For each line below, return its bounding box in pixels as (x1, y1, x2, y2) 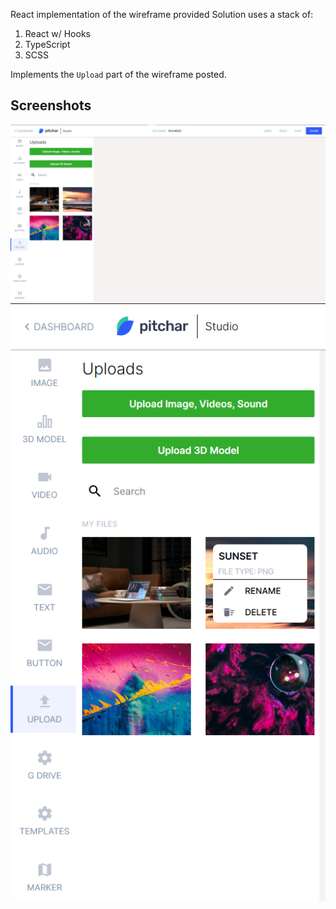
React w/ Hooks (24, 28, 91, 39)
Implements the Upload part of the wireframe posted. (10, 69, 227, 80)
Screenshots (10, 97, 92, 114)
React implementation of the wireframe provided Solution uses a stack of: (10, 9, 314, 20)
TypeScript (24, 39, 71, 50)
